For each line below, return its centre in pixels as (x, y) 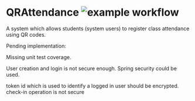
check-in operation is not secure (45, 92)
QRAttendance (42, 12)
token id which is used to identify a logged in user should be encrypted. (93, 86)
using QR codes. (26, 34)
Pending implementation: (36, 46)
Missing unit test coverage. (39, 57)
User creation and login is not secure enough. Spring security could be (92, 68)
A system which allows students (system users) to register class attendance (98, 28)
